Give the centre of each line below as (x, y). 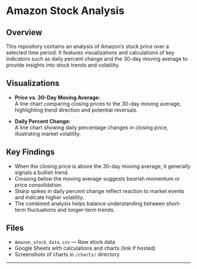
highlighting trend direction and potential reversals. (76, 110)
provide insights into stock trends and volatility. (63, 65)
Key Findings (30, 152)
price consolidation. (38, 185)
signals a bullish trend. (42, 172)
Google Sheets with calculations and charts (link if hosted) (85, 248)
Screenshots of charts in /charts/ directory (67, 254)
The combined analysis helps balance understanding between (90, 204)
